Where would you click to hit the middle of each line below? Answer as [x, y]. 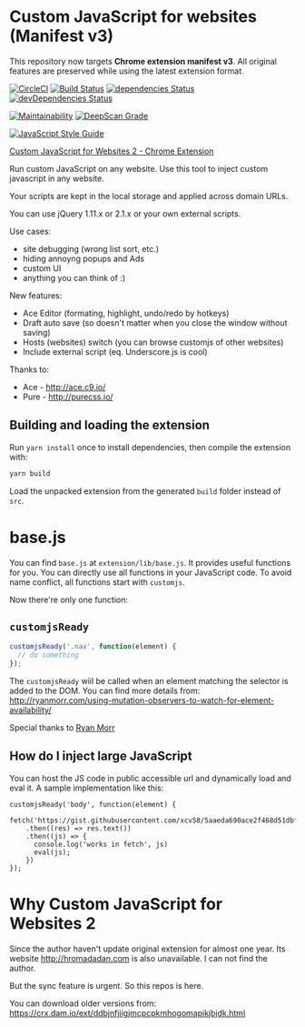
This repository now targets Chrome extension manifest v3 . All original [143, 61]
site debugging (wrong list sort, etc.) [91, 248]
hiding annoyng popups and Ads [84, 258]
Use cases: [30, 231]
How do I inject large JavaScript [101, 756]
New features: [36, 295]
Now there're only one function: [69, 599]
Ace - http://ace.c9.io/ [64, 387]
